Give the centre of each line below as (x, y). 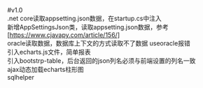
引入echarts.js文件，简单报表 (49, 52)
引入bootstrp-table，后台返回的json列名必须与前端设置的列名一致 (101, 61)
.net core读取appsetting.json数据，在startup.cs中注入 (85, 18)
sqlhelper (21, 77)
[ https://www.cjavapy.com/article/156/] (64, 35)
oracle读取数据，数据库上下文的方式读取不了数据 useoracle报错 (99, 43)
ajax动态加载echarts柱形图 (45, 69)
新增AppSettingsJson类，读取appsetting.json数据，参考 (88, 27)
